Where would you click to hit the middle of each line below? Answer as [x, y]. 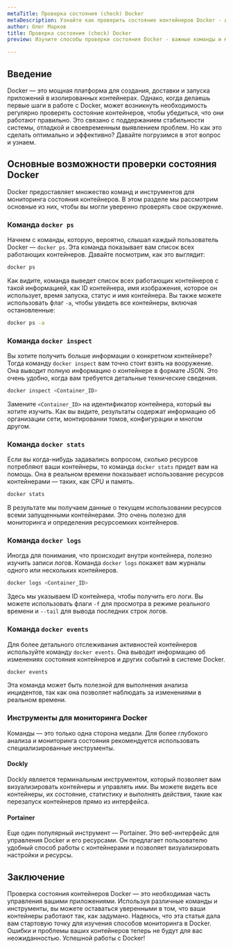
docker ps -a [26, 323]
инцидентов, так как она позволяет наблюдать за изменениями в [104, 692]
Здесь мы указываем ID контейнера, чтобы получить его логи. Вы [105, 596]
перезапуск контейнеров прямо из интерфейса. [78, 802]
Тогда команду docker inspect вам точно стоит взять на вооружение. [110, 363]
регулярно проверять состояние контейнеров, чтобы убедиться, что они [115, 113]
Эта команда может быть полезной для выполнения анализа [98, 685]
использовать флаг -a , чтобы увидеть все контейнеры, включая [102, 303]
